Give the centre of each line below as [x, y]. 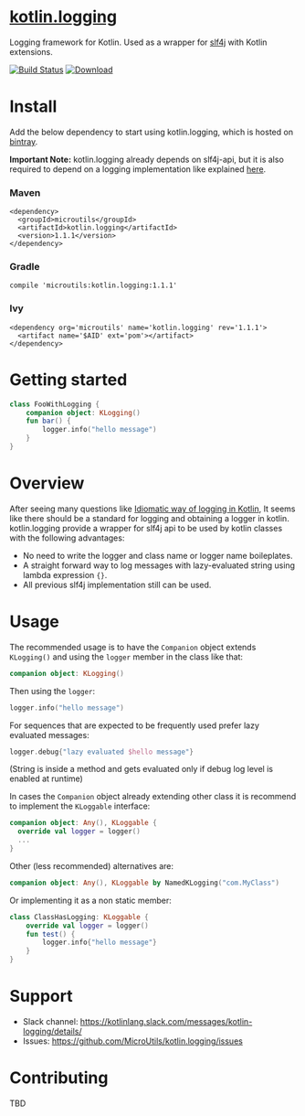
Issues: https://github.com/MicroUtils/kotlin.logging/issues [133, 1041]
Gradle [25, 267]
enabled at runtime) [47, 778]
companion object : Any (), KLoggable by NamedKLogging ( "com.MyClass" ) [145, 883]
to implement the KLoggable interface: [80, 806]
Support [41, 997]
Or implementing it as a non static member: [90, 900]
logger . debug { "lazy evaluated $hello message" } [102, 752]
